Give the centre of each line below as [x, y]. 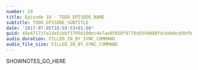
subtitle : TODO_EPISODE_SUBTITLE [47, 22]
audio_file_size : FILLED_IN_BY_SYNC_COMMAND [62, 45]
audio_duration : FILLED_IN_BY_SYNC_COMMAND [61, 39]
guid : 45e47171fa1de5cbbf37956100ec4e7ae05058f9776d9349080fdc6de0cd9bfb [99, 34]
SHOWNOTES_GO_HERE [36, 61]
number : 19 [20, 11]
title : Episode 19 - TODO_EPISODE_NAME [55, 17]
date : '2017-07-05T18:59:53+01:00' [50, 28]
